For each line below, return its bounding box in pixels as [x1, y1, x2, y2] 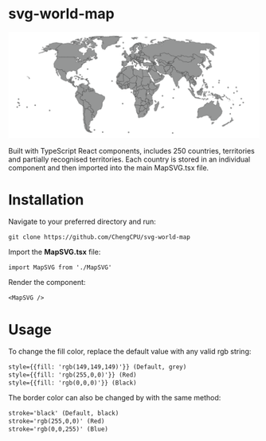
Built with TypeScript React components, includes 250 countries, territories [8, 146, 255, 155]
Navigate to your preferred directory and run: [8, 217, 157, 227]
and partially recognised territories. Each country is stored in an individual [8, 154, 251, 164]
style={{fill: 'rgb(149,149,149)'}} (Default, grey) [8, 363, 187, 371]
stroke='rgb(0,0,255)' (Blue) [8, 425, 109, 434]
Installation [8, 190, 84, 209]
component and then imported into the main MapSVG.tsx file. [8, 162, 209, 172]
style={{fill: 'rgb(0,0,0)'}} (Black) [8, 379, 137, 387]
